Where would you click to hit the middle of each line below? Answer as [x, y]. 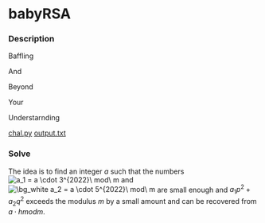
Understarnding [34, 118]
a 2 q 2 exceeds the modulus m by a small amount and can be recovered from [132, 201]
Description [31, 39]
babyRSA [40, 14]
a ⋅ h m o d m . [27, 211]
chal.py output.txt [37, 133]
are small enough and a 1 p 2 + [204, 190]
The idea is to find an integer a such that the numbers [96, 171]
